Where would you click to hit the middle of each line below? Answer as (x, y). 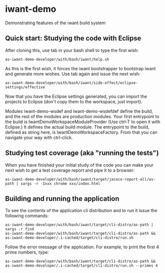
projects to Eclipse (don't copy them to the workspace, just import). (74, 101)
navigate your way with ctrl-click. (39, 137)
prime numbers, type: (27, 252)
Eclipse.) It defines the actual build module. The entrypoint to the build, (77, 127)
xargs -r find (20, 229)
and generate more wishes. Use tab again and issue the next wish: (73, 74)
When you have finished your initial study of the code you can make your (80, 165)
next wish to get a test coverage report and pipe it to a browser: (70, 170)
